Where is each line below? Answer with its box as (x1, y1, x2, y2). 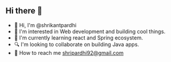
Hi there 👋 (5, 6, 43, 16)
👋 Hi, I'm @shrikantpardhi (14, 21, 77, 28)
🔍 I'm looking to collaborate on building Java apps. (14, 41, 140, 48)
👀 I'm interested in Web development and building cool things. (14, 28, 166, 35)
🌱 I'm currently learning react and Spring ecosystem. (14, 34, 143, 41)
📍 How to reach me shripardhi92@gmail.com (14, 49, 124, 56)
